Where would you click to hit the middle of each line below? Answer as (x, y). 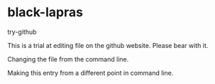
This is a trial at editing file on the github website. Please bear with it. (108, 45)
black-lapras (45, 12)
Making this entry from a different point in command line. (90, 73)
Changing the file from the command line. (68, 59)
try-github (22, 32)
